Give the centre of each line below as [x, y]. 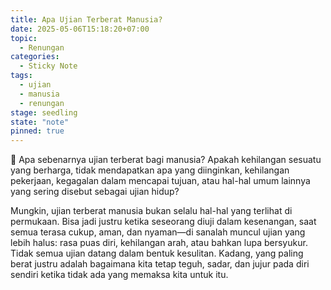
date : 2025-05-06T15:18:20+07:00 [80, 29]
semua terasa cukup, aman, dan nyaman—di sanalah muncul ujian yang [158, 232]
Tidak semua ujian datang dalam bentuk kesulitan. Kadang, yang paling [157, 253]
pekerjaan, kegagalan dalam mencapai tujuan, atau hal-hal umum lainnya [160, 181]
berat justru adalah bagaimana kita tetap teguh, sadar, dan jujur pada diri [160, 264]
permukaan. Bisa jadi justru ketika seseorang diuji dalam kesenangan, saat [163, 222]
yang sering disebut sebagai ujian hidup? [95, 192]
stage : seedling [44, 112]
